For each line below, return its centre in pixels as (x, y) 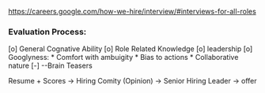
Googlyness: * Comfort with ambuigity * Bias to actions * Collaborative (123, 58)
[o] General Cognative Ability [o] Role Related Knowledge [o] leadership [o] (131, 49)
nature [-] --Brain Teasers (50, 65)
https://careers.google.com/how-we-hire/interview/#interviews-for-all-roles (132, 11)
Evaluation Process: (47, 32)
